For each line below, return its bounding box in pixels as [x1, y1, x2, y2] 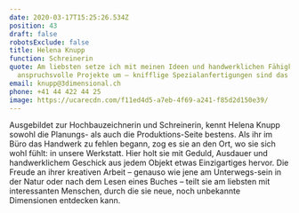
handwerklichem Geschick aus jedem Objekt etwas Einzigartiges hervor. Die [9, 157, 289, 169]
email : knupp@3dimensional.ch [9, 79, 122, 88]
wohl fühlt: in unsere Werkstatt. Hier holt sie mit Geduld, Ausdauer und [9, 148, 269, 159]
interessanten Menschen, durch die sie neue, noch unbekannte [9, 185, 241, 196]
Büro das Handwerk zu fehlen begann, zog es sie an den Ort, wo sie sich [9, 138, 276, 149]
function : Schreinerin [9, 54, 93, 63]
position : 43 [9, 21, 58, 30]
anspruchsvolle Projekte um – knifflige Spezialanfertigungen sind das [17, 71, 289, 80]
